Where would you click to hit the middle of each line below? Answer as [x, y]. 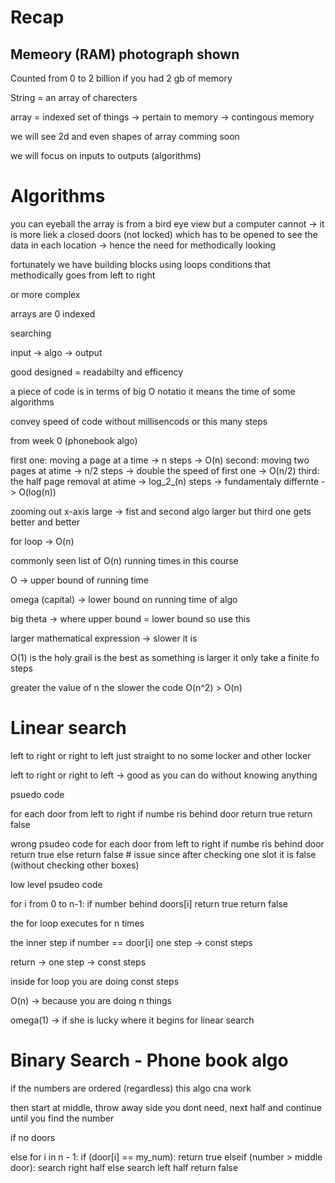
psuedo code [37, 794]
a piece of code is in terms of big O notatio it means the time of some [153, 391]
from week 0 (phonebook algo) [74, 440]
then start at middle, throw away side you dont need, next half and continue [166, 1107]
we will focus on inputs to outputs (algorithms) [106, 155]
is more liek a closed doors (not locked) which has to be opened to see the [164, 234]
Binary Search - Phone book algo [149, 1060]
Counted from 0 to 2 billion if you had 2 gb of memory [121, 78]
